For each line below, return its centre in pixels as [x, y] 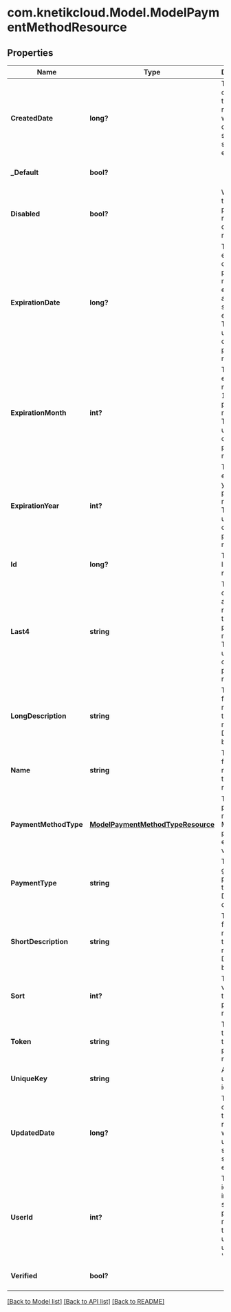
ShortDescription [40, 942]
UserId [22, 1217]
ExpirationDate [35, 303]
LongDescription [38, 716]
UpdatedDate [33, 1133]
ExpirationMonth [38, 413]
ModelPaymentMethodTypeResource [152, 824]
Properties [30, 53]
